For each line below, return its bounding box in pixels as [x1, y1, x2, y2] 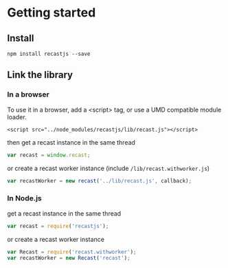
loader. [7, 112, 27, 121]
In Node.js [7, 194, 43, 203]
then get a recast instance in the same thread [7, 138, 136, 146]
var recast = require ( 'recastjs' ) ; [7, 223, 109, 229]
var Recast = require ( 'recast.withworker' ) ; [7, 248, 137, 256]
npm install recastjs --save [7, 50, 91, 57]
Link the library [7, 69, 73, 81]
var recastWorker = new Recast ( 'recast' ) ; [7, 255, 130, 262]
